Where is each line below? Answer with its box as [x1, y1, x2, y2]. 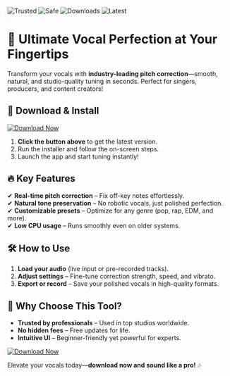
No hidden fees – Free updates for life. [17, 326, 131, 334]
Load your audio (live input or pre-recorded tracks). [17, 265, 169, 273]
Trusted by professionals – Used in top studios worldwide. [17, 319, 190, 327]
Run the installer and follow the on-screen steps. [17, 144, 159, 153]
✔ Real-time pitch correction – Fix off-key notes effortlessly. [7, 191, 185, 200]
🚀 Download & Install [7, 105, 99, 117]
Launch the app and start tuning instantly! [17, 152, 139, 161]
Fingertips [7, 46, 69, 63]
